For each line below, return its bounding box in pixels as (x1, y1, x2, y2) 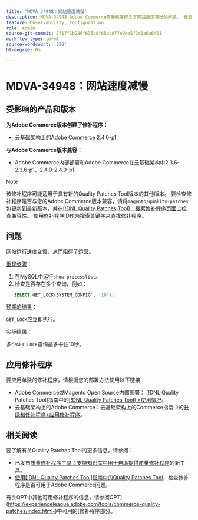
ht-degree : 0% (6, 47, 41, 53)
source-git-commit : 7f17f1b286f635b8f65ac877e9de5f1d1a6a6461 (6, 31, 162, 37)
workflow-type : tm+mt (6, 36, 60, 42)
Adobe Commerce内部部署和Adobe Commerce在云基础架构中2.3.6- (14, 158, 180, 165)
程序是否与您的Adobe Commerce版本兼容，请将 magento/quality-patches (11, 197, 189, 204)
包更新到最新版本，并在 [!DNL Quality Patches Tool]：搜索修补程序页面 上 (6, 204, 182, 212)
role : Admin (6, 25, 35, 31)
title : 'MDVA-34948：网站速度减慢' (6, 8, 87, 15)
